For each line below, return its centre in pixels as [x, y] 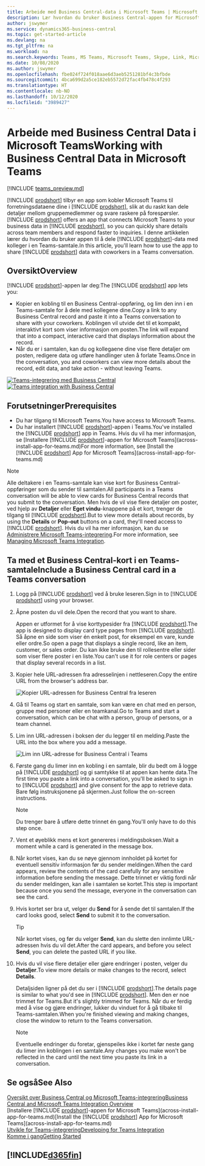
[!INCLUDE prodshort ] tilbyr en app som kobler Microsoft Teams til [90, 200]
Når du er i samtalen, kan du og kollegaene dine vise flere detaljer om [103, 349]
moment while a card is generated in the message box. [85, 846]
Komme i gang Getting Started [44, 1136]
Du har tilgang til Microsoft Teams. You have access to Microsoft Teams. [106, 421]
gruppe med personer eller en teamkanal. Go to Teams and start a [98, 711]
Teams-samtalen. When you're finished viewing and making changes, [102, 1014]
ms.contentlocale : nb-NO [38, 91]
